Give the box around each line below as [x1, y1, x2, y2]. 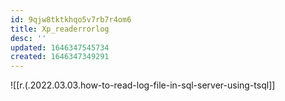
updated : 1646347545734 [10, 42, 110, 53]
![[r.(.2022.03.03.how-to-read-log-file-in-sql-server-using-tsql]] [10, 79, 276, 91]
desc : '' [10, 33, 47, 43]
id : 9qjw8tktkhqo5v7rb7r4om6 [10, 14, 132, 25]
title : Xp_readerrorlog [10, 24, 110, 34]
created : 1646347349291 [10, 52, 110, 62]
